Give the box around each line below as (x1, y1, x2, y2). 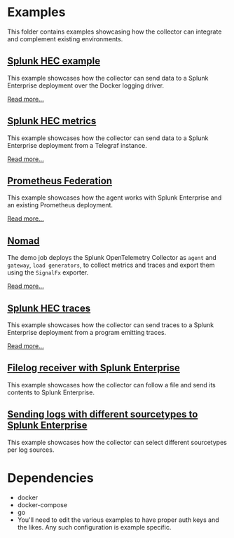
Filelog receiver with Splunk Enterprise (7, 362, 181, 374)
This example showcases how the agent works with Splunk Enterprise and (7, 193, 222, 202)
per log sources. (7, 446, 55, 454)
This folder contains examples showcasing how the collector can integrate (7, 27, 222, 36)
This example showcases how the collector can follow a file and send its (7, 380, 216, 389)
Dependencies (7, 470, 94, 485)
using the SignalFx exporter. (7, 268, 89, 277)
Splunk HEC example (7, 55, 100, 67)
